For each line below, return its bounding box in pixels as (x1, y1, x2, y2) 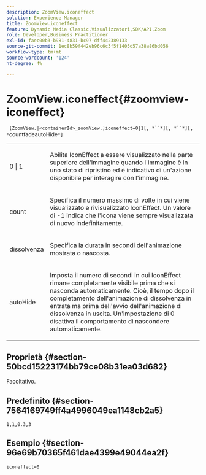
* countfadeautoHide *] (6, 131, 63, 138)
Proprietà (6, 352, 43, 362)
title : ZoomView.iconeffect (6, 20, 78, 26)
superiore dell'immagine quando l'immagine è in (50, 158, 188, 167)
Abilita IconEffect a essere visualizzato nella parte (50, 151, 193, 160)
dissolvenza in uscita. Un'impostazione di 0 (50, 309, 175, 318)
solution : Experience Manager (6, 15, 84, 21)
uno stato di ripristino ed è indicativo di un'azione (50, 166, 192, 175)
